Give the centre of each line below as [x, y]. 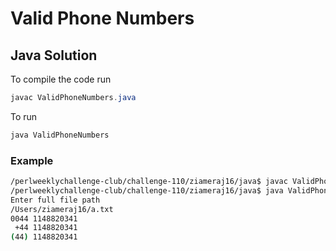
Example [32, 160]
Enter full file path [55, 200]
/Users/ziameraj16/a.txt [62, 209]
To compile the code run [61, 79]
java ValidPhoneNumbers [60, 135]
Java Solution [54, 55]
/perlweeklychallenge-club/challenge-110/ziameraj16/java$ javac [149, 182]
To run [24, 116]
